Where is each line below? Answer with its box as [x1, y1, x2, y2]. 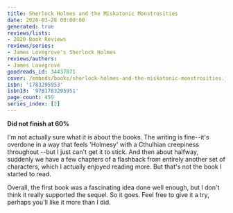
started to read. [7, 169, 52, 178]
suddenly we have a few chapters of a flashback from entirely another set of [7, 155, 225, 163]
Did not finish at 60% [7, 119, 69, 128]
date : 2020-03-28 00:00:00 [7, 17, 85, 24]
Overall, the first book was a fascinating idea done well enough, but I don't [7, 183, 220, 191]
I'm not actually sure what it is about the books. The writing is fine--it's [7, 133, 209, 141]
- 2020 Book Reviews [7, 36, 67, 43]
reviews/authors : [7, 56, 58, 62]
